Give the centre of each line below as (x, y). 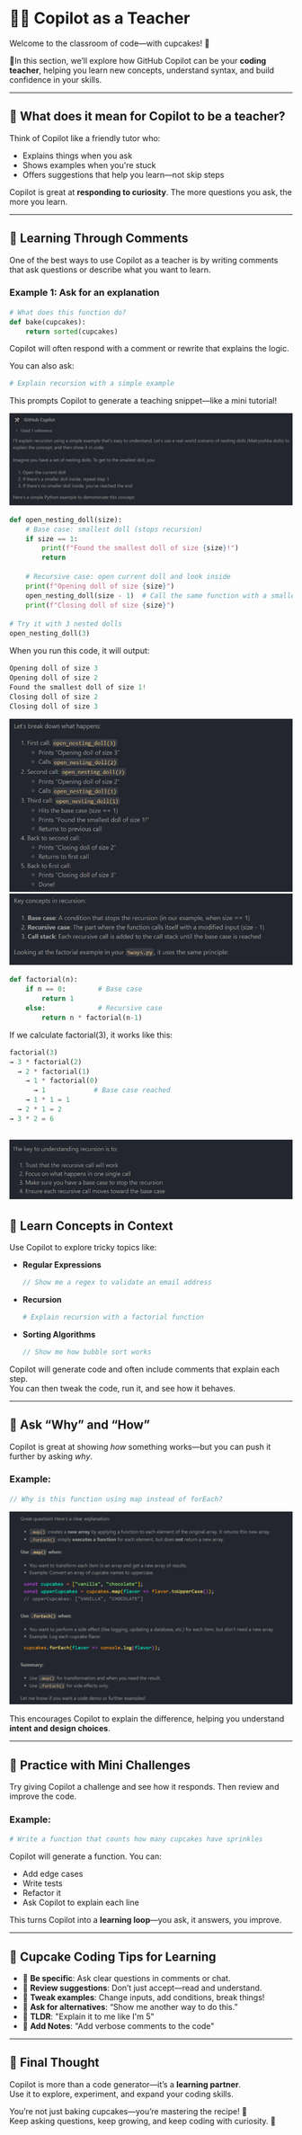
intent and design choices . (60, 1729)
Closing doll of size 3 (54, 706)
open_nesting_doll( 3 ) (50, 634)
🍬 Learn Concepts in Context (91, 1226)
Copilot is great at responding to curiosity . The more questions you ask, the (151, 191)
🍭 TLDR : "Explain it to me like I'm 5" (88, 2016)
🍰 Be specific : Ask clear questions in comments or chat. (126, 1979)
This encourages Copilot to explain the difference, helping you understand (147, 1719)
